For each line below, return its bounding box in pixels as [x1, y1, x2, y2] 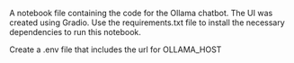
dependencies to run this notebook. [9, 27, 142, 37]
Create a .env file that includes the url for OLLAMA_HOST [9, 44, 222, 55]
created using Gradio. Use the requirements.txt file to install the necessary [9, 17, 285, 28]
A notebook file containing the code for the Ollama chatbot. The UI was [9, 8, 273, 18]
